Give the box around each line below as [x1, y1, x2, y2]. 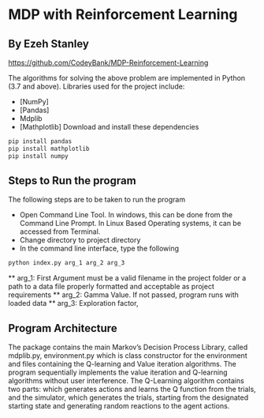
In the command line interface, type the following [19, 243, 180, 254]
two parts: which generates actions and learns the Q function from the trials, [8, 385, 256, 394]
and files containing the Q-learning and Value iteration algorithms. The [8, 360, 236, 369]
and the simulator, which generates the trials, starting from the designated [8, 393, 249, 402]
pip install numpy [8, 152, 69, 160]
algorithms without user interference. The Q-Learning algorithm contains [8, 376, 244, 386]
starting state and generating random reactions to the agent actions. [8, 401, 230, 411]
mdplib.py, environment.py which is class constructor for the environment [8, 351, 247, 360]
